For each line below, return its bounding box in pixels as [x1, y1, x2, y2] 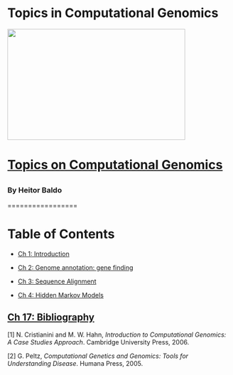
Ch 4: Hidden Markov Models [17, 290, 104, 299]
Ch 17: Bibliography [7, 311, 94, 324]
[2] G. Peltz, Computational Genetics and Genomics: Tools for [7, 352, 189, 360]
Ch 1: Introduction [17, 249, 70, 258]
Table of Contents [7, 226, 115, 242]
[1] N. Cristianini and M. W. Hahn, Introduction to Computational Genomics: [7, 330, 227, 339]
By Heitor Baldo [7, 185, 63, 195]
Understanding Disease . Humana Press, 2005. [7, 359, 143, 367]
